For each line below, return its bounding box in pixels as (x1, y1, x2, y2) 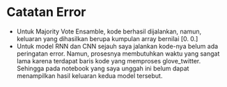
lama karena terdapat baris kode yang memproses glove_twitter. (16, 56, 201, 65)
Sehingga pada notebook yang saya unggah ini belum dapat (16, 64, 189, 72)
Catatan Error (6, 4, 86, 20)
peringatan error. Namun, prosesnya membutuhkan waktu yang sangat (16, 49, 220, 58)
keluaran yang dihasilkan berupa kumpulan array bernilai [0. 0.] (16, 34, 198, 42)
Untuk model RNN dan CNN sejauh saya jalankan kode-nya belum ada (16, 42, 219, 50)
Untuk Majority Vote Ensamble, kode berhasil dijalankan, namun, (16, 27, 202, 35)
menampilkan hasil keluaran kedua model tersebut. (16, 71, 163, 80)
